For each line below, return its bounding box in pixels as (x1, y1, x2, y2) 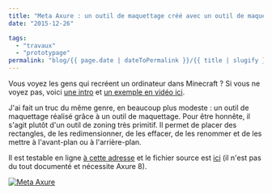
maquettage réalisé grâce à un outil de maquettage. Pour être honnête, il (8, 112, 251, 121)
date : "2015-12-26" (8, 19, 74, 27)
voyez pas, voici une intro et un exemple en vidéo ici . (8, 87, 185, 97)
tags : (8, 34, 27, 42)
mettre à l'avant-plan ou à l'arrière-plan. (8, 137, 142, 146)
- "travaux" (15, 41, 57, 49)
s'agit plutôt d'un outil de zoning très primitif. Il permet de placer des (8, 120, 237, 129)
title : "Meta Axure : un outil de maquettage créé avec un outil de (8, 11, 244, 20)
